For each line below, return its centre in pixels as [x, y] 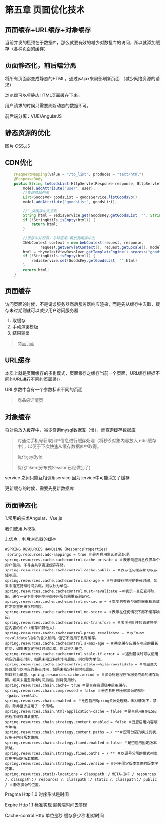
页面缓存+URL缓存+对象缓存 [48, 30]
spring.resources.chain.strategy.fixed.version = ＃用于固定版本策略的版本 [80, 764]
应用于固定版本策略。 [23, 759]
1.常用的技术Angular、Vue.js [34, 518]
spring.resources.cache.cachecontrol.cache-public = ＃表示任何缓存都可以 [80, 570]
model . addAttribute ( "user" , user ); [59, 188]
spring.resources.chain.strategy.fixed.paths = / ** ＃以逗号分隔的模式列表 [81, 754]
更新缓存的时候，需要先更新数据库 [40, 488]
